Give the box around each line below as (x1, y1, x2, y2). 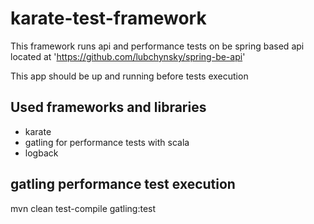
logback (24, 147, 59, 159)
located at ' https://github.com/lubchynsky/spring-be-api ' (10, 50, 246, 62)
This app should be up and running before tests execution (10, 70, 249, 82)
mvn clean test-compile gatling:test (10, 202, 157, 214)
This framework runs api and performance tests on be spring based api (10, 40, 305, 52)
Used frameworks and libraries (10, 99, 207, 116)
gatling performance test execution (10, 176, 236, 193)
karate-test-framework (10, 7, 207, 30)
